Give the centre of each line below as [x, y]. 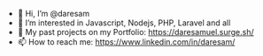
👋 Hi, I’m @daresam [54, 14]
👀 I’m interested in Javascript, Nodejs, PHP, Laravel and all [124, 23]
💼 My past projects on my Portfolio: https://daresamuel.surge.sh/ [135, 32]
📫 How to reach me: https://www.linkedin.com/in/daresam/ [126, 42]
